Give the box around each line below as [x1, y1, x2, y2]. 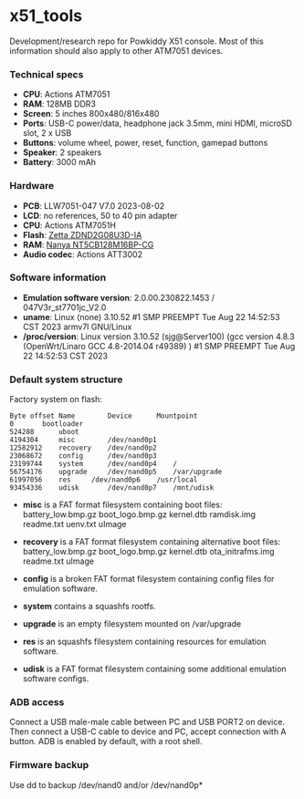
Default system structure [9, 373, 123, 386]
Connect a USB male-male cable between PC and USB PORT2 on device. [9, 717, 286, 728]
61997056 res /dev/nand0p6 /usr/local [9, 475, 198, 484]
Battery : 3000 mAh [22, 157, 97, 168]
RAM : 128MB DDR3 [22, 99, 96, 109]
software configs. [22, 673, 89, 684]
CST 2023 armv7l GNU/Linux [22, 321, 132, 332]
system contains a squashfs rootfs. [22, 601, 157, 612]
